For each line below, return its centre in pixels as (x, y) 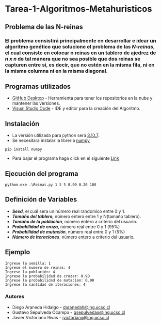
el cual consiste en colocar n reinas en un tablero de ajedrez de (80, 53)
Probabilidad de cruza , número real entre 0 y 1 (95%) (66, 227)
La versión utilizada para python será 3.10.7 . (56, 135)
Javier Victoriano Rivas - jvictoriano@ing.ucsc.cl (60, 317)
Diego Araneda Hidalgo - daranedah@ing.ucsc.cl (61, 307)
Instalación (22, 124)
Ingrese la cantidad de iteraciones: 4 (45, 284)
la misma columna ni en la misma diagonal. (56, 71)
